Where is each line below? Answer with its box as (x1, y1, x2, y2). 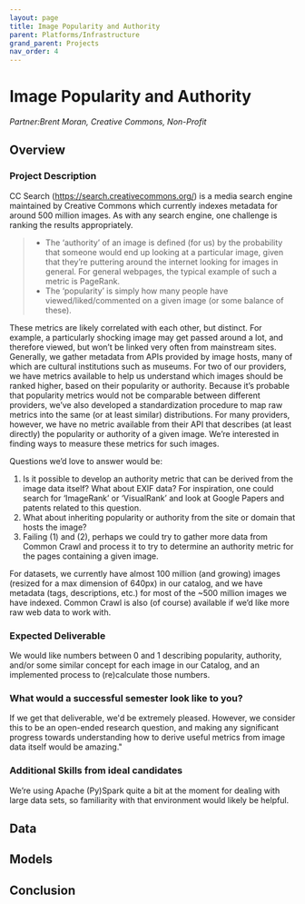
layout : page (9, 13, 59, 23)
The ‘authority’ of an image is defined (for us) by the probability (44, 237, 283, 248)
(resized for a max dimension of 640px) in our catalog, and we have (9, 578, 263, 589)
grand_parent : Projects (9, 38, 100, 48)
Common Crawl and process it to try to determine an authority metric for (22, 541, 294, 551)
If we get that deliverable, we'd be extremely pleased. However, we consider (9, 712, 296, 723)
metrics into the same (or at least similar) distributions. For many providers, (9, 409, 290, 420)
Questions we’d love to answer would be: (9, 455, 163, 466)
